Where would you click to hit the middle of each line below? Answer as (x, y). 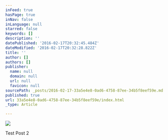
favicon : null (25, 86)
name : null (21, 72)
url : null (20, 81)
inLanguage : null (24, 24)
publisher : (17, 67)
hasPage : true (20, 15)
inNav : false (19, 19)
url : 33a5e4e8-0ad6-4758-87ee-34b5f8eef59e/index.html (65, 100)
